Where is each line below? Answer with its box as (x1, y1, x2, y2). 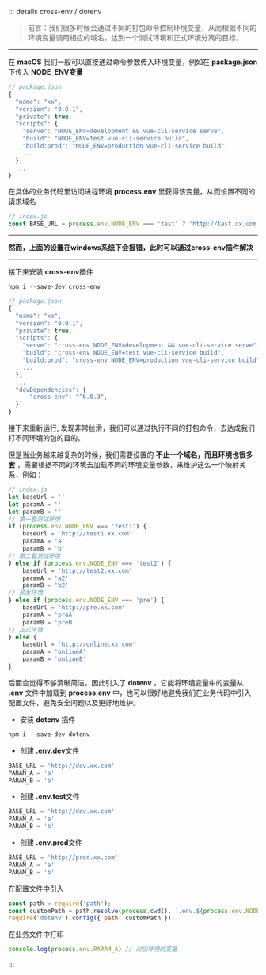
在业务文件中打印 (8, 930, 64, 939)
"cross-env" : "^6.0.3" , (28, 393, 108, 401)
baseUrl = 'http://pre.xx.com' (22, 604, 126, 612)
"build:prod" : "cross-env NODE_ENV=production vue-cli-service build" (22, 356, 260, 364)
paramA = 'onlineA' (22, 648, 87, 656)
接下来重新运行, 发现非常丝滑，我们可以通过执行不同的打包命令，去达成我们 (8, 424, 255, 432)
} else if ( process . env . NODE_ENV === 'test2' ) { (8, 559, 172, 567)
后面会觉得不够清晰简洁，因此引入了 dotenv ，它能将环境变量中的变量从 (8, 678, 244, 687)
